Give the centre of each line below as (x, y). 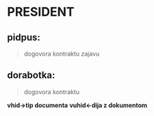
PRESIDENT (41, 12)
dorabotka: (31, 75)
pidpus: (24, 37)
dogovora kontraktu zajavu (62, 54)
